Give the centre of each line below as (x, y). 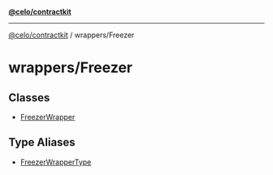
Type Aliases (42, 142)
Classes (29, 98)
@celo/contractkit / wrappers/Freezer (71, 35)
